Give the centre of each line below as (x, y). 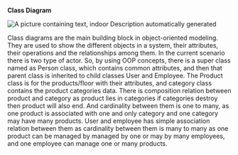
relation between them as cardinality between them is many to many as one (118, 128)
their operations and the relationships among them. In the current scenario (116, 53)
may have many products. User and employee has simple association (109, 121)
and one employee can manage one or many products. (88, 144)
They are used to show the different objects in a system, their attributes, (113, 45)
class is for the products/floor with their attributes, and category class (109, 83)
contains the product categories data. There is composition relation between (119, 91)
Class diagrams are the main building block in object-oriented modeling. (113, 38)
